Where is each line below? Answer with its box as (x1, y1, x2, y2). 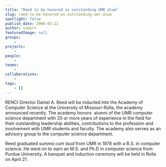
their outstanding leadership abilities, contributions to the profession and (5, 120, 154, 126)
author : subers (5, 26, 37, 31)
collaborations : (5, 72, 39, 77)
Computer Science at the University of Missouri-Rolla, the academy (5, 105, 143, 111)
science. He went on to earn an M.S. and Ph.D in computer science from (5, 146, 153, 152)
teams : (5, 62, 19, 67)
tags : (5, 81, 16, 86)
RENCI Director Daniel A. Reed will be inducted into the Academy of (5, 99, 143, 105)
